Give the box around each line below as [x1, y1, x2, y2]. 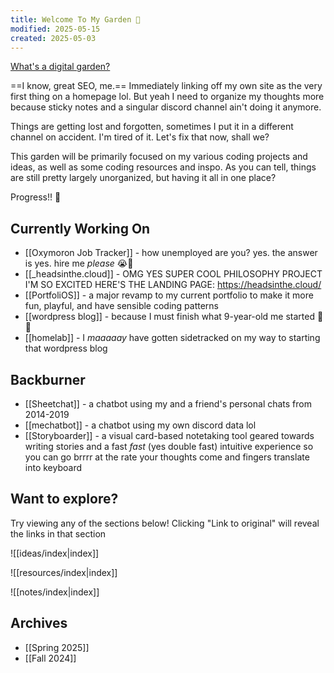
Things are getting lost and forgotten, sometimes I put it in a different [10, 121, 294, 133]
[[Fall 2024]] [24, 652, 77, 664]
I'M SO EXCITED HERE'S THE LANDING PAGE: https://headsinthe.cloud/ [24, 279, 322, 291]
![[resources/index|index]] [10, 566, 118, 578]
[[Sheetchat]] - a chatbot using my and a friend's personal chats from [24, 398, 312, 410]
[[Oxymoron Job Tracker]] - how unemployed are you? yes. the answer [24, 247, 318, 259]
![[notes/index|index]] [10, 586, 100, 598]
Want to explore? [10, 491, 119, 508]
